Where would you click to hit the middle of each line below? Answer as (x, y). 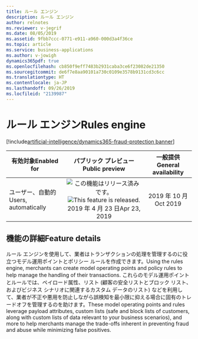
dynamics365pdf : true (33, 61)
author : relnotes (27, 22)
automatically (28, 207)
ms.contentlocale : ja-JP (37, 83)
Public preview (104, 169)
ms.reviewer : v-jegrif (34, 28)
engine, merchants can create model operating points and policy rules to (94, 268)
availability (168, 172)
